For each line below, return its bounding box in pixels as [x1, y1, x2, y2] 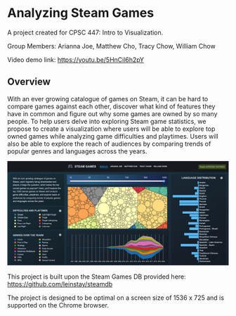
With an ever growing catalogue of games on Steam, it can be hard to [7, 94, 209, 103]
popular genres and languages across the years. [7, 146, 147, 156]
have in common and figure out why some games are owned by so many [7, 109, 218, 118]
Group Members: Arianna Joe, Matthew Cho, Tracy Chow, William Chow [7, 42, 216, 50]
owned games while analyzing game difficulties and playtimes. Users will [7, 132, 219, 140]
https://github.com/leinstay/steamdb [7, 280, 113, 289]
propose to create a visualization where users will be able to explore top [7, 125, 216, 133]
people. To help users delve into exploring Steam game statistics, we [7, 117, 206, 125]
